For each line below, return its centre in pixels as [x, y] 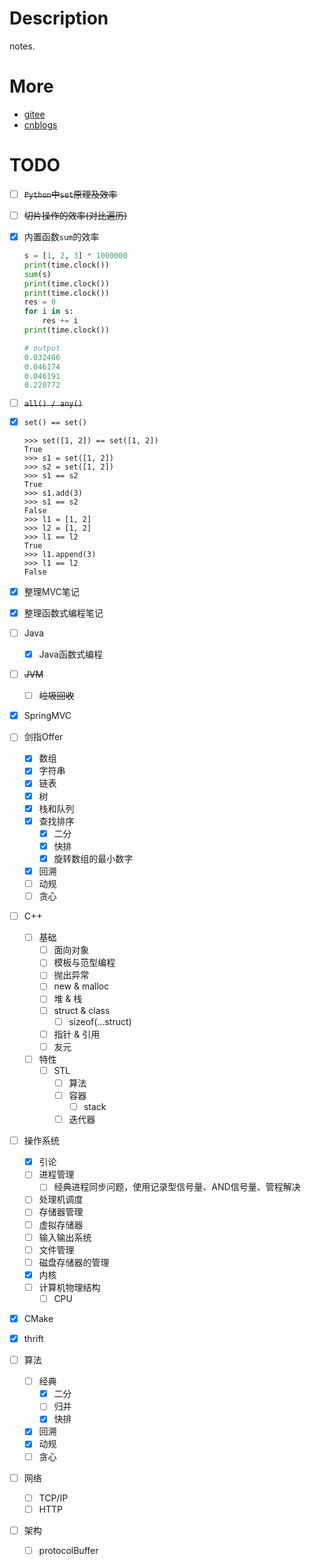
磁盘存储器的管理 [74, 1262]
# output [42, 348]
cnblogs [40, 124]
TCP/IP [53, 1498]
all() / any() [53, 403]
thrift [33, 1339]
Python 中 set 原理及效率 [70, 194]
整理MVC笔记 [51, 591]
